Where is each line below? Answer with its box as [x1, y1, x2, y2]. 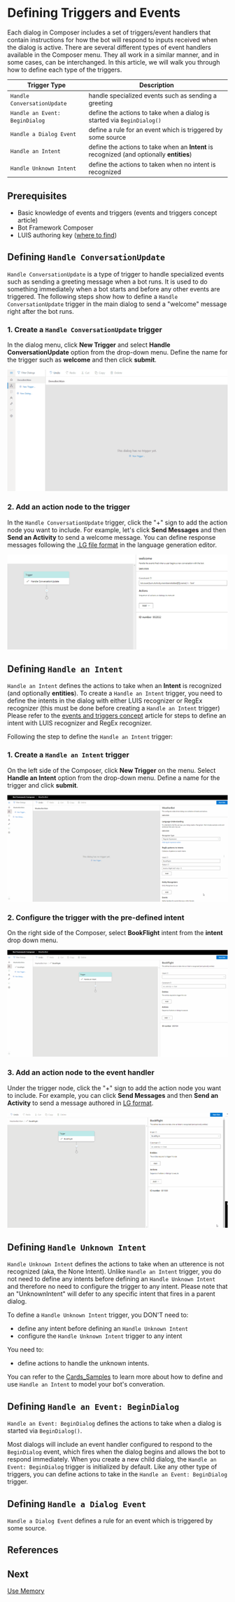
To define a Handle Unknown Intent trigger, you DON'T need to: [7, 1311, 189, 1319]
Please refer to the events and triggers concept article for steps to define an [7, 711, 227, 720]
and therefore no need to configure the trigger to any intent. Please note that [7, 1283, 228, 1291]
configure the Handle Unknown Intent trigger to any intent [17, 1332, 183, 1340]
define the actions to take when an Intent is [88, 143, 213, 152]
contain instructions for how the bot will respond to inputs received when [7, 35, 218, 44]
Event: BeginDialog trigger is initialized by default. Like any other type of [7, 1462, 218, 1471]
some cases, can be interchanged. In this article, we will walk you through [7, 58, 220, 66]
